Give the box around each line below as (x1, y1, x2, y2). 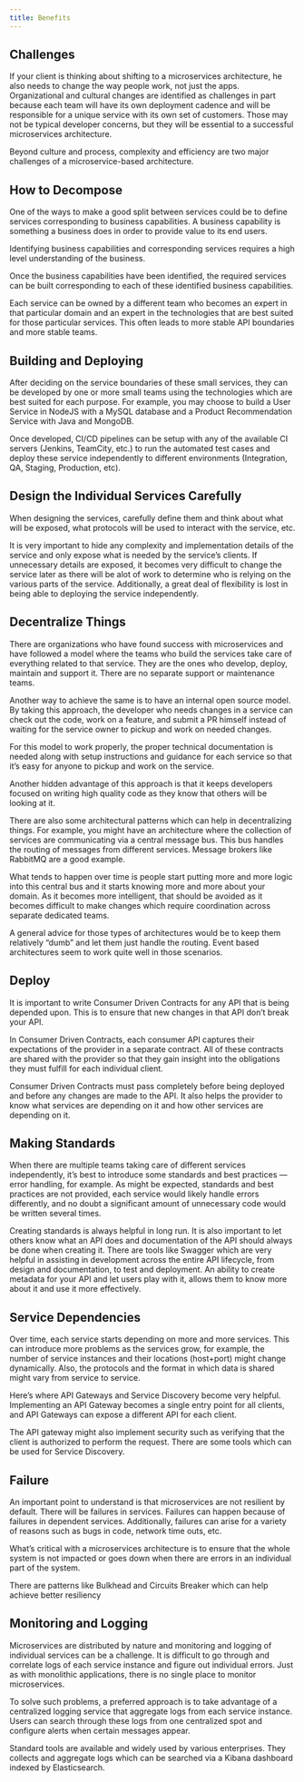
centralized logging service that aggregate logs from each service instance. (9, 1706, 293, 1717)
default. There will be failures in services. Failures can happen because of (9, 1506, 286, 1517)
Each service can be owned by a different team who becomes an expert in (9, 298, 288, 309)
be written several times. (9, 1208, 102, 1219)
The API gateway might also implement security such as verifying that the (9, 1427, 285, 1438)
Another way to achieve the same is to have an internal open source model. (9, 694, 291, 705)
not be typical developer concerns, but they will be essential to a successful (9, 119, 294, 130)
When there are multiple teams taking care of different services (9, 1159, 247, 1171)
